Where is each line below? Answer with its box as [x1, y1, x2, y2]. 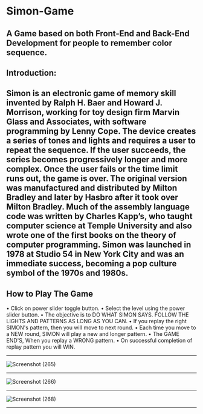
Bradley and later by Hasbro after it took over [6, 192, 178, 203]
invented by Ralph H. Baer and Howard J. [6, 98, 163, 108]
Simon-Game [6, 4, 74, 18]
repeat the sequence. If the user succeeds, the [6, 145, 186, 156]
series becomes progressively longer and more [6, 154, 188, 165]
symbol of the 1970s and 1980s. [6, 268, 129, 278]
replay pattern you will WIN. [6, 343, 76, 350]
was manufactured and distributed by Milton [6, 183, 178, 193]
